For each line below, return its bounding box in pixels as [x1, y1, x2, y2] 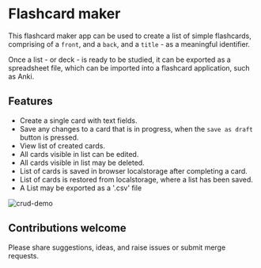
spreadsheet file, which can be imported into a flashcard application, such [8, 63, 250, 72]
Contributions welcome [8, 221, 127, 235]
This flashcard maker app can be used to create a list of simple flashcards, [8, 31, 252, 40]
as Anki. [8, 71, 35, 81]
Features [8, 94, 53, 108]
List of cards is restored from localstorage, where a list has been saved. [19, 174, 253, 184]
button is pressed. [19, 132, 79, 142]
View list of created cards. [19, 140, 105, 151]
